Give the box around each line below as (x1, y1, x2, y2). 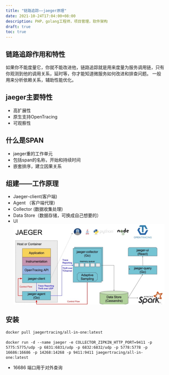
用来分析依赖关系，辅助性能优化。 (6, 77, 76, 83)
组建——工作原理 (6, 179, 59, 187)
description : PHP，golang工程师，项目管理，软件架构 (6, 19, 108, 24)
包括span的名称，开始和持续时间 (13, 157, 81, 163)
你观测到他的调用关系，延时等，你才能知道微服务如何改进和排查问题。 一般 (6, 71, 161, 77)
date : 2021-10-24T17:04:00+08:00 (6, 13, 76, 19)
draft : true (6, 24, 31, 29)
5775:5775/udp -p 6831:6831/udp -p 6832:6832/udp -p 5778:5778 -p (6, 345, 148, 350)
